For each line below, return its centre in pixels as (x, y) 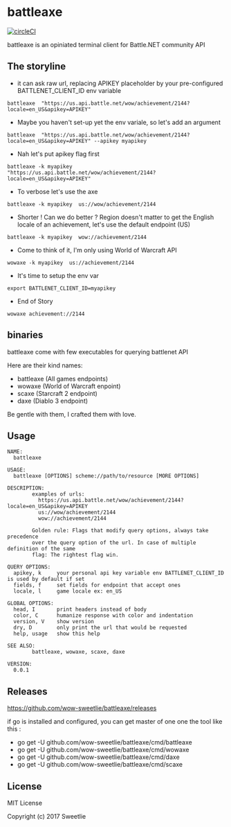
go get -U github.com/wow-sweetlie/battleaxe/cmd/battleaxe (104, 742)
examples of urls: (58, 494)
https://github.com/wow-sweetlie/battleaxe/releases (82, 708)
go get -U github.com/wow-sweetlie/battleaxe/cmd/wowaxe (103, 750)
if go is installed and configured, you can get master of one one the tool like (115, 722)
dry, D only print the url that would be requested (100, 628)
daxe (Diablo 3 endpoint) (53, 401)
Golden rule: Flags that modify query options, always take (120, 531)
